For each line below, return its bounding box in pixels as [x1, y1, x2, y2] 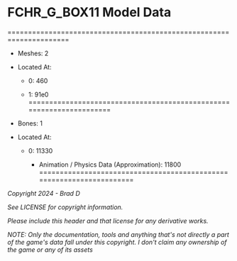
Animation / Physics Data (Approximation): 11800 [38, 160, 182, 169]
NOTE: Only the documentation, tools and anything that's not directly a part [7, 230, 229, 238]
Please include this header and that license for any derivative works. [7, 216, 209, 225]
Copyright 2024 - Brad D [7, 189, 80, 197]
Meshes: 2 [17, 49, 49, 57]
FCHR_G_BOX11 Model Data [7, 4, 172, 21]
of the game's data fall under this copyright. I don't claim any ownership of [7, 238, 227, 246]
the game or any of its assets [7, 245, 94, 254]
